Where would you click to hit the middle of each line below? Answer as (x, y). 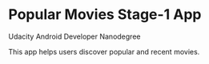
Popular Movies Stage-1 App (105, 15)
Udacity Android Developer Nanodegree (74, 36)
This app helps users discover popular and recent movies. (104, 51)
